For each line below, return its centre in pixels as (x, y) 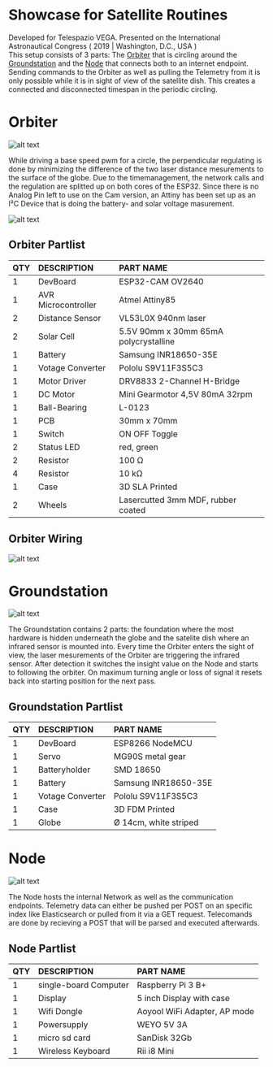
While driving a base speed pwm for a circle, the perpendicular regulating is (135, 160)
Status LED (59, 447)
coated (132, 510)
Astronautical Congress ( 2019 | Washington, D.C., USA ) (103, 46)
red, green (139, 447)
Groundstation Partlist (66, 707)
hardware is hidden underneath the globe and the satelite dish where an (129, 638)
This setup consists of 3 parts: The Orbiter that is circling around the (123, 54)
